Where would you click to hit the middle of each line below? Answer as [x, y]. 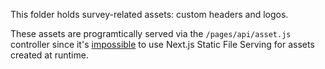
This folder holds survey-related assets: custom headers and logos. [149, 14]
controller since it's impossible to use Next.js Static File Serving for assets [162, 44]
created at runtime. [49, 55]
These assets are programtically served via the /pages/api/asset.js [151, 33]
